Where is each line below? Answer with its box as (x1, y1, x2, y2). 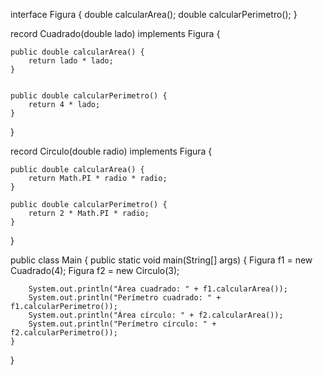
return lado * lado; (28, 56, 114, 66)
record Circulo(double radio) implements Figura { (10, 145, 213, 157)
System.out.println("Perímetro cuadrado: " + (28, 293, 222, 303)
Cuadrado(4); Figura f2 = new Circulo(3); (10, 265, 180, 276)
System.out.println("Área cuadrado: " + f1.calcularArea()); (28, 284, 288, 294)
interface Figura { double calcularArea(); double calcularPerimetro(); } (10, 9, 298, 20)
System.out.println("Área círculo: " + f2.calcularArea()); (28, 310, 284, 320)
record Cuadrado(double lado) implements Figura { (10, 28, 221, 39)
